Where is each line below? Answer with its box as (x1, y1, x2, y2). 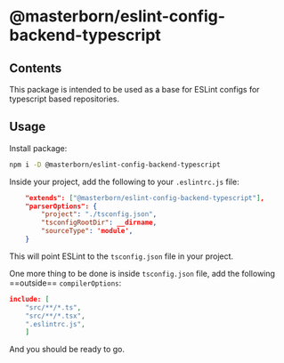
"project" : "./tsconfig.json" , (41, 210, 158, 219)
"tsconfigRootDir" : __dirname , (41, 218, 158, 228)
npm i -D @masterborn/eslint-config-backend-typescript (9, 160, 221, 169)
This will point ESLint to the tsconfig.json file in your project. (9, 251, 234, 262)
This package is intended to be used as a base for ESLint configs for (9, 85, 260, 94)
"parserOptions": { (25, 202, 98, 211)
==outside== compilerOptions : (9, 278, 122, 288)
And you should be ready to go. (9, 344, 125, 355)
